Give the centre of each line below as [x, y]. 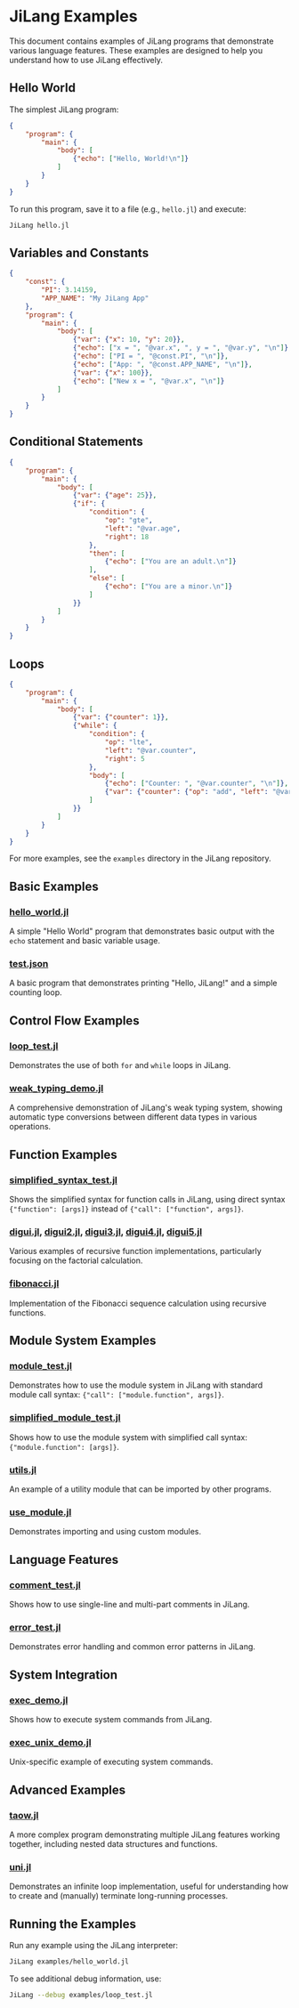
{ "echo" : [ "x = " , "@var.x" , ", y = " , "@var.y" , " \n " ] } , [182, 348]
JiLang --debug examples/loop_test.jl [81, 1995]
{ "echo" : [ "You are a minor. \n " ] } [169, 587]
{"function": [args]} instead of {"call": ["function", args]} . [127, 1209]
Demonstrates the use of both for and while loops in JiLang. [120, 1065]
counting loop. [36, 992]
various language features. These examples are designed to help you [136, 50]
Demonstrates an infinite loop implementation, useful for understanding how [149, 1887]
